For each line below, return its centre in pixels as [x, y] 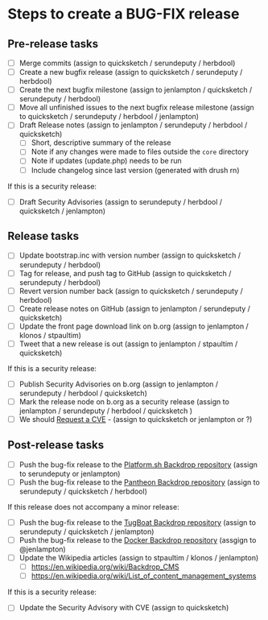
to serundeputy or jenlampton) [70, 473]
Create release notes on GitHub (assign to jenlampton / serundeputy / [135, 308]
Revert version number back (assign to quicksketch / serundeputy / [131, 291]
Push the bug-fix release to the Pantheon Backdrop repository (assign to [140, 482]
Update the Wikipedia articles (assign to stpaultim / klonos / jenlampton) [139, 558]
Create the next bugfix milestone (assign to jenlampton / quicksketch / [136, 90]
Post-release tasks [56, 445]
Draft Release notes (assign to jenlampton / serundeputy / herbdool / [133, 125]
